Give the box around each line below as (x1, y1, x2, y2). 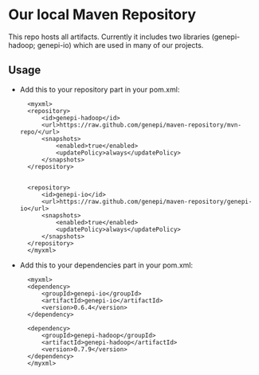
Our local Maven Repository (8, 6, 197, 24)
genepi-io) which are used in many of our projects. (37, 40, 204, 49)
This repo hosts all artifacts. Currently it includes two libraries (8, 32, 210, 41)
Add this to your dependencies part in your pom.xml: (19, 260, 194, 270)
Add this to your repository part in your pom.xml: (19, 84, 180, 94)
